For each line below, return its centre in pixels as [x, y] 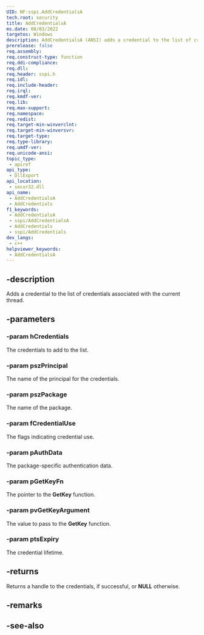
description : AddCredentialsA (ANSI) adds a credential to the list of [99, 40]
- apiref [20, 165]
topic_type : [21, 158]
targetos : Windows [29, 35]
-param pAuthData [34, 452]
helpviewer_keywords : [34, 249]
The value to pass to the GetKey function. [59, 523]
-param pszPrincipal [37, 365]
